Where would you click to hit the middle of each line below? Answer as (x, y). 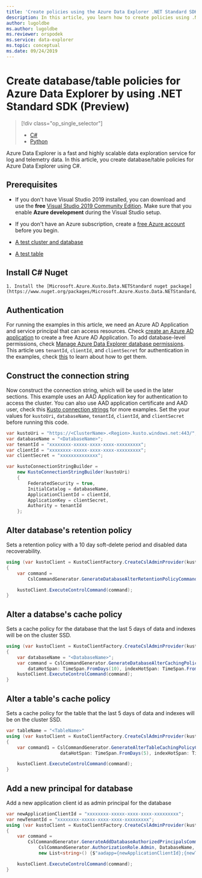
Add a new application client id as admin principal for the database (89, 803)
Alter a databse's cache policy (64, 614)
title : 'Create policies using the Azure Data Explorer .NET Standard (96, 12)
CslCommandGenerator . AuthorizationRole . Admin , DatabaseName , (117, 848)
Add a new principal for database (70, 788)
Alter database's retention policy (69, 530)
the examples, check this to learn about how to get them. (77, 357)
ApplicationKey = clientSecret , (69, 500)
